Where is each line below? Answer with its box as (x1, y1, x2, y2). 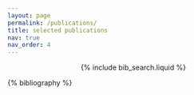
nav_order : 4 (7, 41, 51, 49)
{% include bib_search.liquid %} (80, 63, 187, 72)
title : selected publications (7, 26, 109, 34)
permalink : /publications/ (7, 19, 97, 27)
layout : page (7, 11, 51, 20)
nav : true (7, 33, 41, 42)
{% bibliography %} (7, 78, 73, 88)
